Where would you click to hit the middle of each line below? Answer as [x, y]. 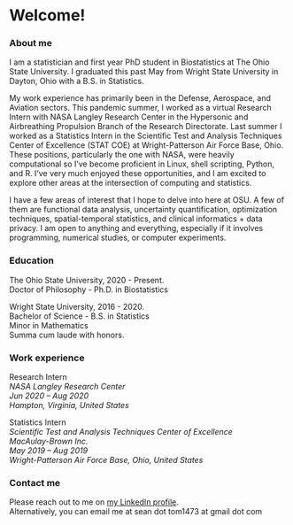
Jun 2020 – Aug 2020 [49, 396]
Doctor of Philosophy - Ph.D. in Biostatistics [89, 290]
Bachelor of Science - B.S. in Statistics [80, 316]
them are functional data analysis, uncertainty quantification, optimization [143, 210]
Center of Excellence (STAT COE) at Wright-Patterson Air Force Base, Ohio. [146, 145]
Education [32, 260]
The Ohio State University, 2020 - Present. [87, 280]
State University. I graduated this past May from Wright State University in [144, 72]
